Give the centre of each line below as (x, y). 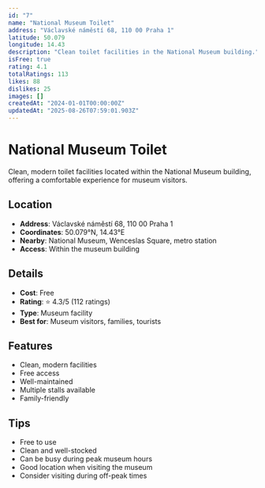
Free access (39, 373)
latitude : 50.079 (37, 37)
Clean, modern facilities (58, 365)
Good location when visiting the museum (86, 468)
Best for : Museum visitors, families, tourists (90, 321)
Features (30, 346)
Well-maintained (46, 382)
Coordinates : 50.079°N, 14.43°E (72, 232)
